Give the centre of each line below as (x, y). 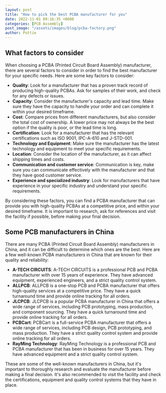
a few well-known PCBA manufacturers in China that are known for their (79, 255)
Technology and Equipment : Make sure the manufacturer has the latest (86, 143)
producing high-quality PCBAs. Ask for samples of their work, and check (86, 91)
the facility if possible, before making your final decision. (63, 216)
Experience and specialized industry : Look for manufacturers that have (86, 180)
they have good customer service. (47, 175)
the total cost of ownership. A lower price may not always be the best (83, 122)
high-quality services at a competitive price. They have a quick (77, 291)
